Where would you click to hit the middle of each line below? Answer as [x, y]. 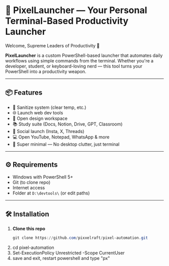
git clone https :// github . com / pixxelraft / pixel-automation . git [80, 238]
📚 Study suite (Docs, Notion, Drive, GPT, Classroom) [67, 124]
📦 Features [24, 93]
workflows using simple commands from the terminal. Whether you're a [79, 60]
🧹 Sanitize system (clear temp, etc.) [49, 107]
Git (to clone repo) [31, 182]
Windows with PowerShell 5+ [43, 177]
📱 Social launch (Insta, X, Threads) [48, 131]
